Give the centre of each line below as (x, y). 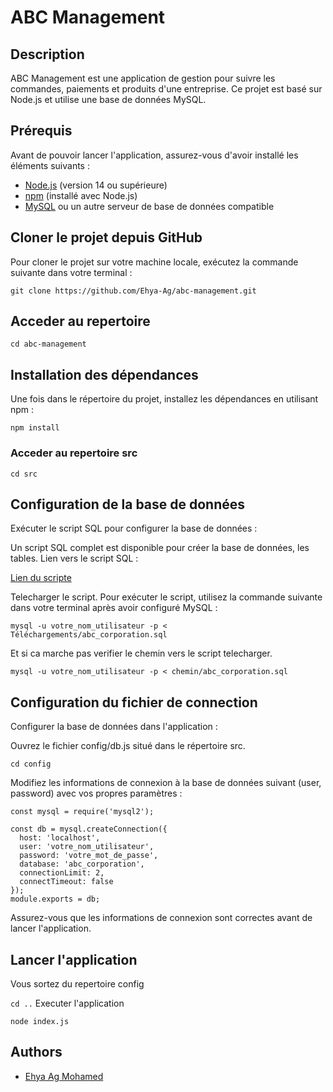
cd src (24, 474)
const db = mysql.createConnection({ (89, 829)
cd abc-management (48, 344)
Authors (36, 1052)
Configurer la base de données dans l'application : (114, 727)
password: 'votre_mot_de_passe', (89, 856)
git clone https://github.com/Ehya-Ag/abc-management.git (133, 291)
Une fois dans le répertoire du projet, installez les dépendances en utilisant (164, 399)
